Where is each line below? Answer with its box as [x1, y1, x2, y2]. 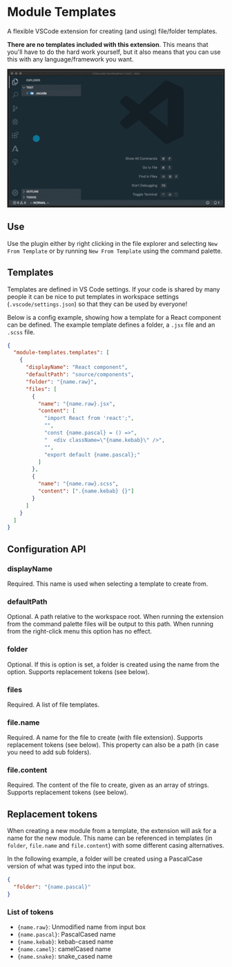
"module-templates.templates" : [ [13, 350, 110, 356]
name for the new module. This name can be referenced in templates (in [7, 834, 213, 843]
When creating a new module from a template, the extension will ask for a [7, 827, 217, 835]
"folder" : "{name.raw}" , [25, 378, 97, 385]
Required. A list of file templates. [7, 700, 100, 709]
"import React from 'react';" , [43, 415, 135, 422]
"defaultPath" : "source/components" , [25, 371, 135, 379]
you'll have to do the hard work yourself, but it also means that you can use [7, 48, 221, 56]
